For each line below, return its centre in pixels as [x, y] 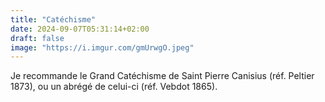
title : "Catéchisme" [53, 19]
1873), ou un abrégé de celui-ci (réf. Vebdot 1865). [114, 87]
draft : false [37, 38]
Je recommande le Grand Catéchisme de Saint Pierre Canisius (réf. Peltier [162, 76]
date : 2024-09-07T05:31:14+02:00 [80, 29]
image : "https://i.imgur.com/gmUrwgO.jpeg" [102, 47]
